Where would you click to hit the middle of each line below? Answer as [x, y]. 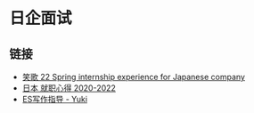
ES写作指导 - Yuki [54, 99]
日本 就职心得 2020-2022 [69, 88]
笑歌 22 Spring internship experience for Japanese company [133, 77]
